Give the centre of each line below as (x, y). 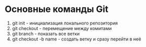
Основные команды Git (57, 9)
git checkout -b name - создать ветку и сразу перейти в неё (77, 39)
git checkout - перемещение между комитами (62, 28)
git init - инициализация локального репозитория (65, 23)
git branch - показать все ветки (46, 33)
